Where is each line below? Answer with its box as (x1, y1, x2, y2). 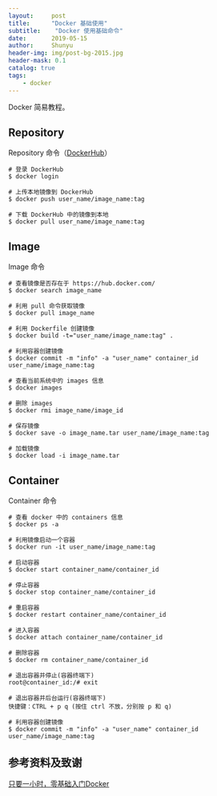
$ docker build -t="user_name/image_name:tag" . (8, 332, 174, 340)
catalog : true (8, 64, 56, 72)
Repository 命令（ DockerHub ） (8, 148, 112, 157)
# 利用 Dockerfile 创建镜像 (8, 325, 94, 333)
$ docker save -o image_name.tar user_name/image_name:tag (8, 429, 210, 438)
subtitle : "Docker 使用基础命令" (8, 27, 123, 35)
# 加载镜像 (8, 445, 40, 453)
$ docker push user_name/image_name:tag (8, 195, 146, 203)
